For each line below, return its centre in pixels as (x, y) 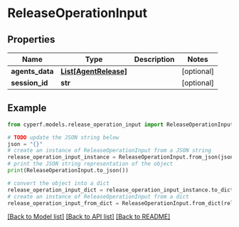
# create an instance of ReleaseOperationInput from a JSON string (110, 151)
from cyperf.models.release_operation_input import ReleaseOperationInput (121, 125)
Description (154, 59)
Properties (31, 39)
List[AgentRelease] (94, 71)
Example (27, 108)
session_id (30, 83)
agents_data (32, 71)
